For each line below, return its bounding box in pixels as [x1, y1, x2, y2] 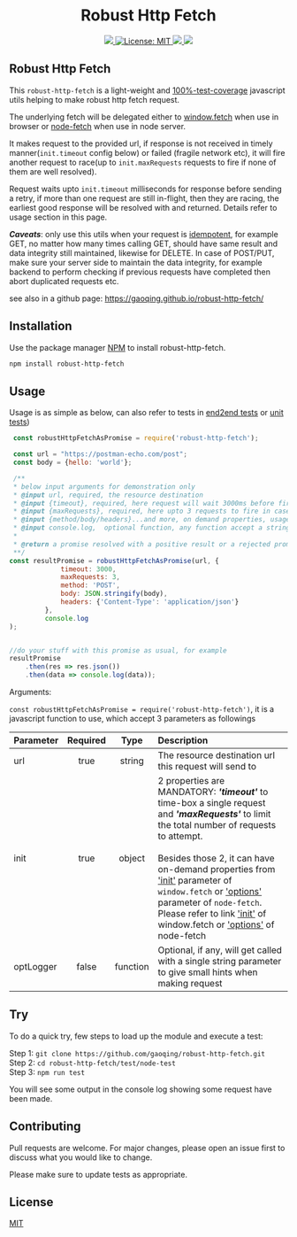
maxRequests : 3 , [60, 573, 121, 582]
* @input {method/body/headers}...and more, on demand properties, [12, 515, 267, 524]
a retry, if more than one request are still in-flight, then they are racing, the [9, 192, 280, 204]
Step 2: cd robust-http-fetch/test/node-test [9, 1057, 177, 1068]
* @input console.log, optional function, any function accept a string [12, 523, 291, 532]
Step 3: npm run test [9, 1066, 86, 1077]
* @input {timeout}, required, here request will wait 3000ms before [12, 499, 275, 507]
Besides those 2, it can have [157, 852, 275, 864]
